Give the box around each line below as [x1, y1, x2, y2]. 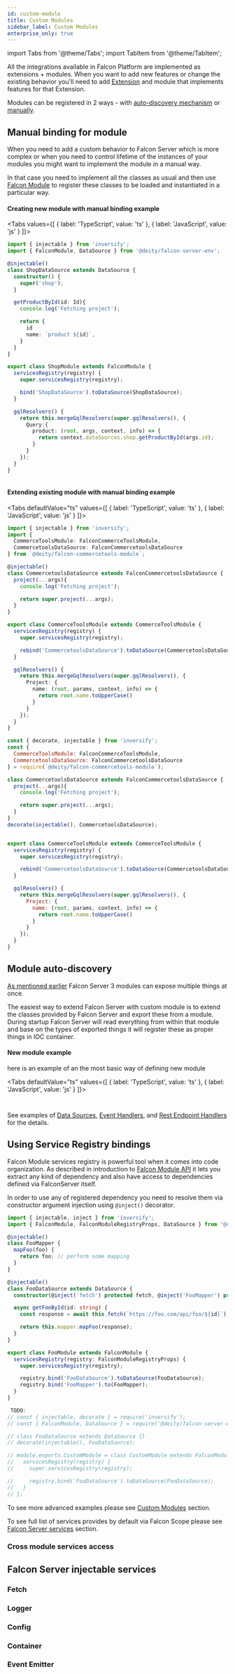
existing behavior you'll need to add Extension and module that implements [7, 78, 224, 86]
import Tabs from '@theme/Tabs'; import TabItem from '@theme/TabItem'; [7, 49, 222, 57]
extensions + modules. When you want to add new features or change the [7, 70, 221, 79]
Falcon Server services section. [7, 1524, 99, 1532]
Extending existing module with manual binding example [7, 488, 176, 496]
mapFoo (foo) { [13, 1246, 55, 1253]
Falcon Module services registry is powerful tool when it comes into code [7, 1157, 219, 1166]
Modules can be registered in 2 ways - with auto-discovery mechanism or [7, 99, 220, 107]
